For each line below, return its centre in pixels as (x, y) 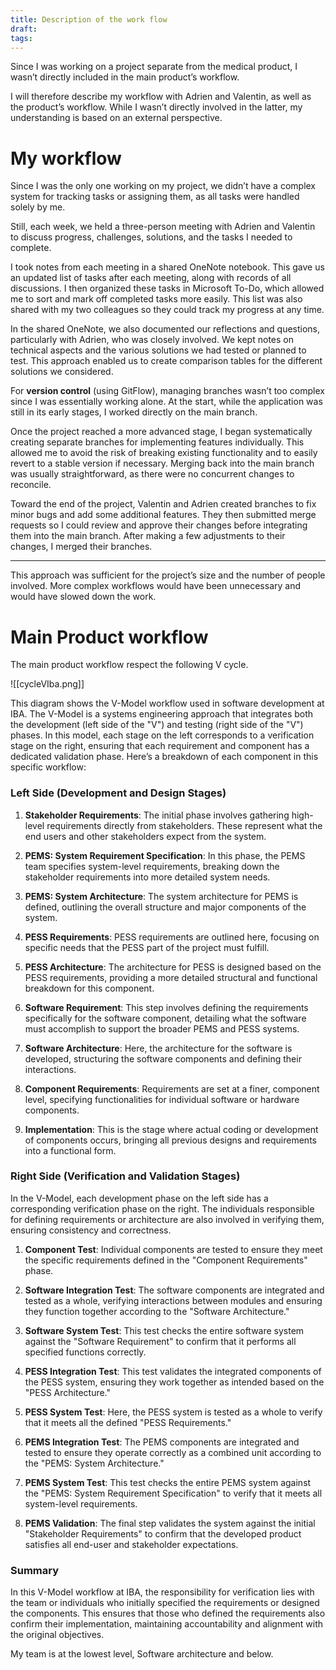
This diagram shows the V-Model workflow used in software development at (167, 703)
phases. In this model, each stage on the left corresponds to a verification (162, 735)
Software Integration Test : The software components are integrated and (174, 1290)
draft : (24, 29)
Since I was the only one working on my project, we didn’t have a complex (163, 186)
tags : (21, 38)
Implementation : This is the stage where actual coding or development (171, 1129)
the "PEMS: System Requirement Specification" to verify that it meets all (173, 1493)
